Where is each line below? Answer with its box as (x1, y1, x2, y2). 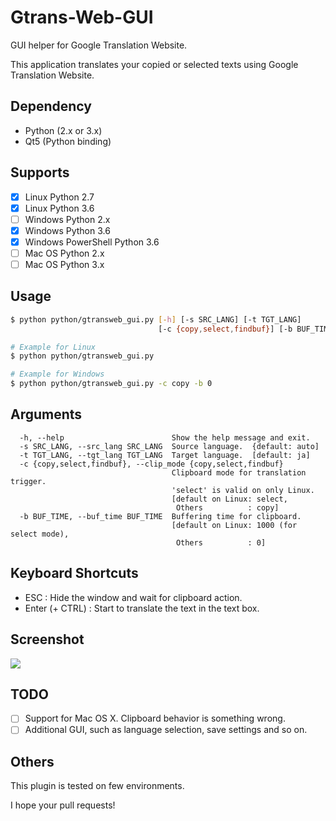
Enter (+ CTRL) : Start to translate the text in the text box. (24, 602, 260, 614)
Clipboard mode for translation (171, 467, 307, 478)
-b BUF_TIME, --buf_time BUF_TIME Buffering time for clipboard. (19, 511, 302, 521)
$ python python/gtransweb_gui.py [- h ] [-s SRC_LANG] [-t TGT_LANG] (10, 314, 302, 325)
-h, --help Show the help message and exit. (19, 432, 311, 443)
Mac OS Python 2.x (24, 247, 105, 259)
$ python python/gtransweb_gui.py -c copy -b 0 (10, 379, 213, 389)
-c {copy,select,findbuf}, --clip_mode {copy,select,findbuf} (19, 459, 284, 469)
